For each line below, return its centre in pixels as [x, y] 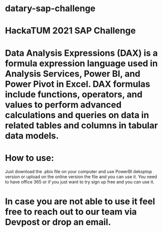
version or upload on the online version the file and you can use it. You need [81, 177]
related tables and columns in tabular [81, 125]
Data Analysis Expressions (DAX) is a [81, 53]
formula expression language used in [81, 63]
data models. [32, 135]
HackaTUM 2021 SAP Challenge [70, 31]
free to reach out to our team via [71, 212]
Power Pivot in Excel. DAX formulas [78, 84]
